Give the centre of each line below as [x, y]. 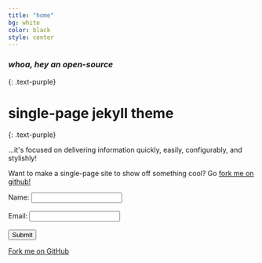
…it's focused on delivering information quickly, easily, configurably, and [126, 150]
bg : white [24, 23]
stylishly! [22, 158]
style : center [31, 37]
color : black [29, 30]
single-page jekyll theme [91, 113]
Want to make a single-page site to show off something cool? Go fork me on [131, 174]
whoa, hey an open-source [61, 65]
